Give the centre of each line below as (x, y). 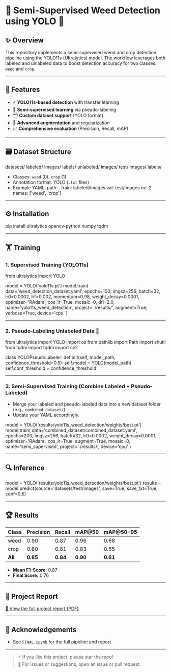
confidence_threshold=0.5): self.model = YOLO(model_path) (68, 363)
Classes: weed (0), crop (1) (39, 176)
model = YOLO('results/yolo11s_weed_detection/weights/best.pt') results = (83, 483)
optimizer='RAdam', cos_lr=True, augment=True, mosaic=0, (68, 441)
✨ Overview (25, 40)
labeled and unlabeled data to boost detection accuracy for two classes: (81, 63)
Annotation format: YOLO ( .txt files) (51, 182)
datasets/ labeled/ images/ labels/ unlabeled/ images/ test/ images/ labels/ (83, 167)
